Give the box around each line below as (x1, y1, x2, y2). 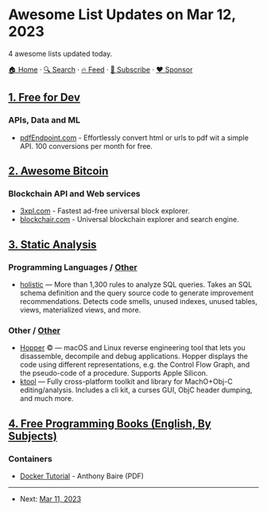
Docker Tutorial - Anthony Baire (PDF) (19, 471, 145, 481)
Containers (8, 453, 53, 464)
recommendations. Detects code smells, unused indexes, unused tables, (19, 297, 258, 306)
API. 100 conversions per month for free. (19, 141, 153, 150)
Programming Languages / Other (8, 261, 137, 272)
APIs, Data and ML (8, 115, 81, 126)
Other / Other (8, 325, 61, 336)
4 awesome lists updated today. (8, 49, 113, 58)
